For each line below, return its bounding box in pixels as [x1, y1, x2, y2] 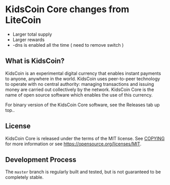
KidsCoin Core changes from [5, 4, 130, 15]
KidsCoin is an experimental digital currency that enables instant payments [5, 70, 161, 76]
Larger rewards [12, 37, 45, 43]
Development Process [5, 155, 77, 164]
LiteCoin [5, 14, 41, 26]
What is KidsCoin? [5, 57, 65, 66]
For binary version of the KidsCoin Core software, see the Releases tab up [5, 102, 160, 108]
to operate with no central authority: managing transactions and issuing [5, 81, 154, 87]
